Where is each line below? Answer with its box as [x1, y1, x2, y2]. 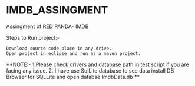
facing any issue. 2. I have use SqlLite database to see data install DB [6, 67, 174, 74]
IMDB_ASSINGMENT [6, 4, 108, 17]
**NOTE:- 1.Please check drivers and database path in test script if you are [6, 61, 190, 68]
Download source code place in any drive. [6, 45, 112, 51]
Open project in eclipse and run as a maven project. [6, 50, 141, 56]
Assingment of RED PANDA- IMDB [6, 23, 89, 30]
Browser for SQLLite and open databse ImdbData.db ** [6, 73, 140, 80]
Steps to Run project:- [6, 34, 60, 41]
